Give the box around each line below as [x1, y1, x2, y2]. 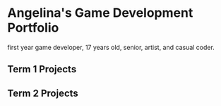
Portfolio [7, 20, 59, 36]
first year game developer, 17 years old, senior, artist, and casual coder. [7, 43, 215, 51]
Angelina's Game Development [7, 5, 193, 21]
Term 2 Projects [7, 87, 79, 99]
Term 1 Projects [7, 63, 77, 75]
